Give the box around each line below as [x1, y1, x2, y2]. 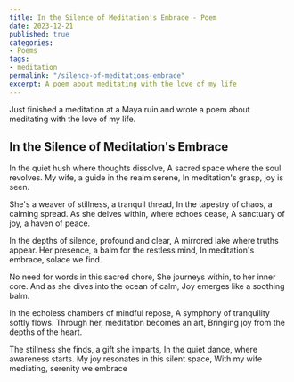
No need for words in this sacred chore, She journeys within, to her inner [9, 271, 276, 282]
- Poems [9, 46, 38, 55]
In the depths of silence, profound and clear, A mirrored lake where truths [9, 236, 279, 246]
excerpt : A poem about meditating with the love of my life [9, 79, 238, 88]
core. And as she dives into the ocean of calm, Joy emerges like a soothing [9, 281, 285, 292]
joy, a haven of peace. [9, 218, 91, 228]
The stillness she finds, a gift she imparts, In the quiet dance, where [9, 345, 258, 355]
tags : [9, 54, 29, 63]
